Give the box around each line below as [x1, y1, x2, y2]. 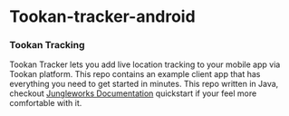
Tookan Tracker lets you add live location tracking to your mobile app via [9, 59, 281, 70]
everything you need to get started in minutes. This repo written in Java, [9, 79, 279, 90]
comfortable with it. [9, 98, 82, 109]
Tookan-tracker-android [9, 6, 197, 27]
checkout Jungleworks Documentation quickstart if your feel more [9, 88, 257, 99]
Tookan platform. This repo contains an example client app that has [9, 69, 261, 80]
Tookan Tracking [9, 39, 85, 52]
